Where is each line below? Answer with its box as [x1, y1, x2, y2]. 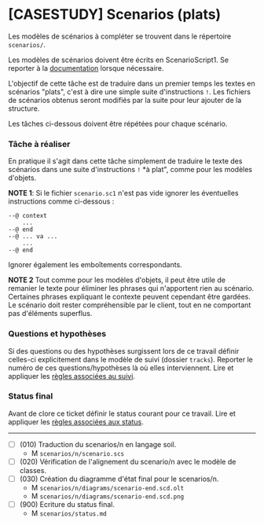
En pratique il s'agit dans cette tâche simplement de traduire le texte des [8, 156, 243, 166]
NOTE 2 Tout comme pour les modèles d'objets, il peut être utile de [8, 275, 226, 285]
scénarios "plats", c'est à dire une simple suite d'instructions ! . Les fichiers [8, 86, 251, 96]
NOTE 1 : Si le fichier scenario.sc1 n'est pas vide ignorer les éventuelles [8, 189, 239, 198]
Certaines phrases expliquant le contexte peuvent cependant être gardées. [8, 292, 251, 302]
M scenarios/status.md [31, 508, 108, 518]
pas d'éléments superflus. [8, 309, 93, 318]
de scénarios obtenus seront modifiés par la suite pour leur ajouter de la [8, 95, 242, 105]
